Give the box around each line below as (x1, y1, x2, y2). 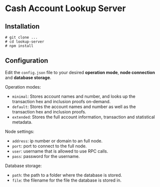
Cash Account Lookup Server (5, 3, 126, 14)
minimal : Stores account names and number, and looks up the (12, 93, 136, 99)
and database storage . (5, 75, 51, 80)
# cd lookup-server (5, 39, 45, 44)
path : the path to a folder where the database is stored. (12, 172, 122, 178)
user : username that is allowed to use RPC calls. (12, 148, 108, 154)
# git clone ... (5, 35, 38, 40)
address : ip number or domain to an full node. (12, 138, 103, 143)
